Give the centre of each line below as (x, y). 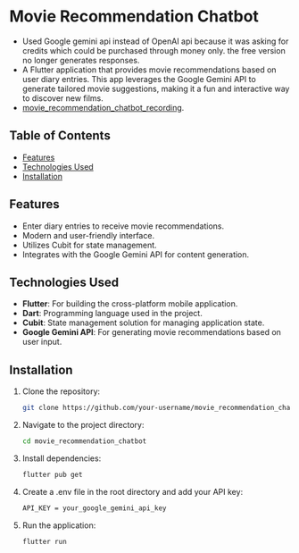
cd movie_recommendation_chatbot (84, 441)
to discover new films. (63, 98)
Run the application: (59, 525)
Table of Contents (60, 136)
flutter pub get (52, 474)
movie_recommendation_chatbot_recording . (103, 107)
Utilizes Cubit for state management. (90, 245)
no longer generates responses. (81, 60)
